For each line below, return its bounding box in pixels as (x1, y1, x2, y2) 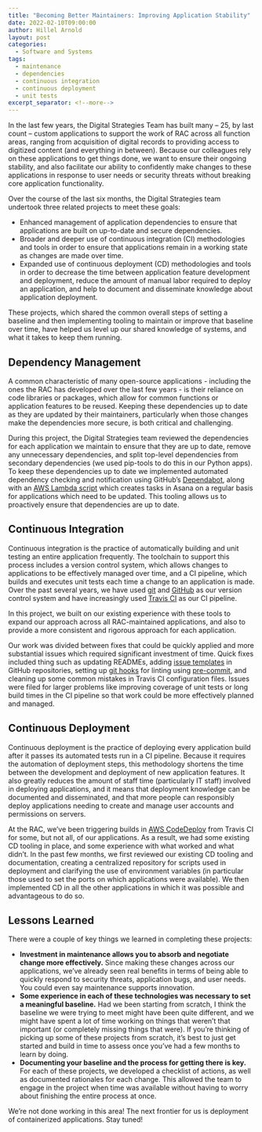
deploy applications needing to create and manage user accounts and (8, 801, 235, 810)
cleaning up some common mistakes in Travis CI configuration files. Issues (8, 674, 249, 683)
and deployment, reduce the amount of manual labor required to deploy (19, 276, 251, 286)
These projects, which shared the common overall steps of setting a (8, 308, 228, 318)
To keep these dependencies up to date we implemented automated (8, 466, 229, 475)
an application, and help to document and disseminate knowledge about (19, 284, 253, 294)
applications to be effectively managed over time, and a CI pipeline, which (8, 568, 247, 577)
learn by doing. (19, 1050, 69, 1059)
